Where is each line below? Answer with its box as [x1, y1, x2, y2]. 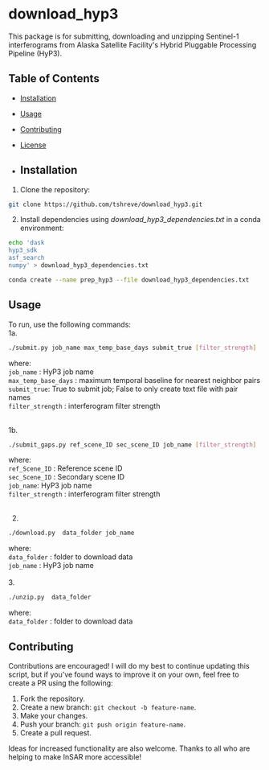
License [19, 140, 47, 150]
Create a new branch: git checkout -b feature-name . [19, 702, 197, 712]
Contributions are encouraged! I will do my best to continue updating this [8, 661, 251, 670]
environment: [19, 223, 64, 233]
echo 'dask [8, 239, 45, 247]
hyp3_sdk [8, 246, 38, 254]
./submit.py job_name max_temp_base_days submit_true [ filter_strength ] [8, 344, 257, 352]
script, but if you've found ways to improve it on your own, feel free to [8, 669, 239, 679]
